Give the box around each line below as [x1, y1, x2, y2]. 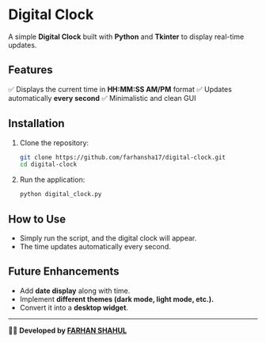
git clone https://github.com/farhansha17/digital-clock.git [19, 153, 226, 161]
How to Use [8, 212, 66, 225]
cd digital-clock [19, 160, 78, 168]
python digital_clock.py [19, 191, 102, 198]
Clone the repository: [19, 137, 89, 148]
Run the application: [19, 175, 85, 184]
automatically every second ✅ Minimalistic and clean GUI [8, 93, 196, 102]
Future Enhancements [8, 264, 120, 279]
